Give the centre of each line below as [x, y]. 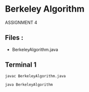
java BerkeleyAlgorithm [29, 84]
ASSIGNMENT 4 [21, 22]
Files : [14, 38]
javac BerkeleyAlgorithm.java [36, 76]
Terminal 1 [21, 65]
